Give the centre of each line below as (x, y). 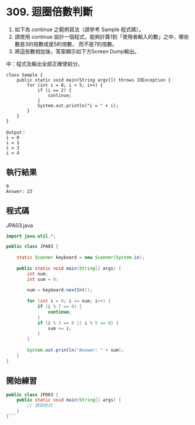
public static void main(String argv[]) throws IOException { (94, 80)
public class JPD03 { (32, 395)
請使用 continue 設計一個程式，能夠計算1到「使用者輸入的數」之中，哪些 (102, 36)
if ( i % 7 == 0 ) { (60, 307)
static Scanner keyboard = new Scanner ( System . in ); (81, 258)
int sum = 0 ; (43, 279)
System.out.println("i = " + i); (78, 106)
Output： (16, 132)
